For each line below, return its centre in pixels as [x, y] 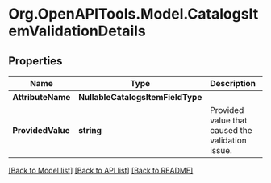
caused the [231, 130]
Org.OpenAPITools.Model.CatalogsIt [133, 14]
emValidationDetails [77, 31]
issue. [221, 150]
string [90, 130]
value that [228, 120]
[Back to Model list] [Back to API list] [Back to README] [101, 171]
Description [233, 83]
